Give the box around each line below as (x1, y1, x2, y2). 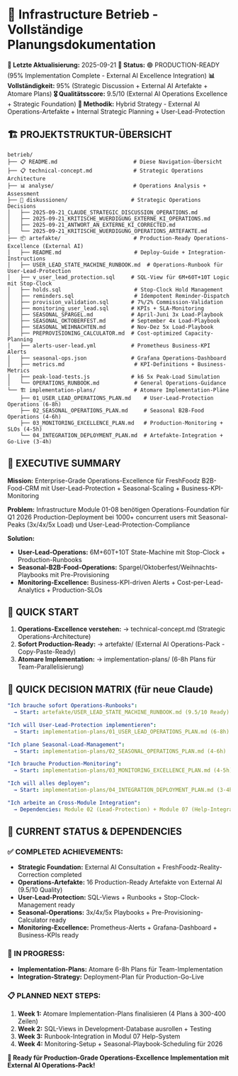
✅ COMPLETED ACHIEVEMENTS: (7, 847, 124, 856)
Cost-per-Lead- (176, 578, 224, 586)
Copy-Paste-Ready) (17, 647, 76, 656)
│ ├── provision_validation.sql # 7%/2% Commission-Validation (7, 298, 223, 306)
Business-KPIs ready (17, 931, 79, 940)
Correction (17, 871, 50, 879)
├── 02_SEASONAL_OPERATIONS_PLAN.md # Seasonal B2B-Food (20, 407, 204, 414)
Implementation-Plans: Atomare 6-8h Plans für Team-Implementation (17, 964, 223, 973)
